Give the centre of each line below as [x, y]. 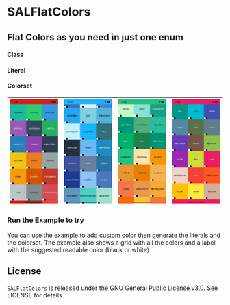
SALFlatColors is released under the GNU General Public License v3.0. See [113, 288]
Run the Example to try [46, 220]
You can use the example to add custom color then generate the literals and [114, 235]
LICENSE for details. [36, 295]
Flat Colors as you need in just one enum [95, 37]
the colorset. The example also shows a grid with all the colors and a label [111, 242]
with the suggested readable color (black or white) [78, 249]
